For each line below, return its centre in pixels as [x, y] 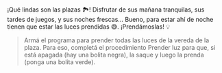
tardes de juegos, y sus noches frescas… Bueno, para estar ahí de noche [110, 19]
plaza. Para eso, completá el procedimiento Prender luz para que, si [120, 47]
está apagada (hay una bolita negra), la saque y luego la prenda [114, 55]
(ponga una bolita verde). [60, 62]
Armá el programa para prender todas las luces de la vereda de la [116, 40]
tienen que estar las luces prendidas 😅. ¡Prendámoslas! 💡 [89, 27]
